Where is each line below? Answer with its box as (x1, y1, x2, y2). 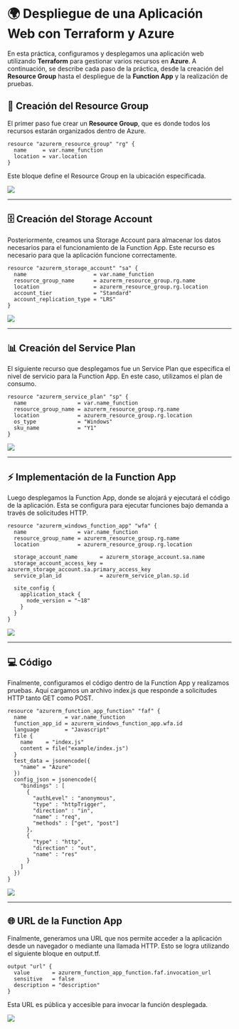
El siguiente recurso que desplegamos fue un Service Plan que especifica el (7, 365, 230, 373)
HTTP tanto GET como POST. (7, 694, 94, 702)
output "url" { (7, 963, 53, 970)
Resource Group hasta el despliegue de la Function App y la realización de (7, 72, 228, 80)
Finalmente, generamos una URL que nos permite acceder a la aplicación (7, 934, 222, 942)
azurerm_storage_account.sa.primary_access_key (7, 566, 152, 573)
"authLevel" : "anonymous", (33, 795, 116, 802)
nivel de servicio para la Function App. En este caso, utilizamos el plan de (7, 372, 223, 381)
